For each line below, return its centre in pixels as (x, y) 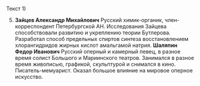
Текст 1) (16, 9)
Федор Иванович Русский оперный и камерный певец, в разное (98, 52)
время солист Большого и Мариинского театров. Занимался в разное (104, 58)
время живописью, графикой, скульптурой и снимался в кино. (95, 64)
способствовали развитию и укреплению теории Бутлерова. (93, 33)
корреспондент (35, 26)
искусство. (29, 77)
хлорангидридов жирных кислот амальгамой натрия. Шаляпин (96, 45)
